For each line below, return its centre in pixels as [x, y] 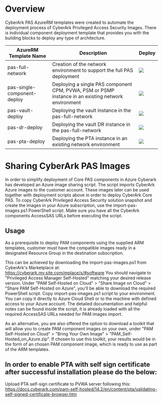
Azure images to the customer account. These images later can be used [77, 190]
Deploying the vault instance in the [91, 110]
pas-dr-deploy [25, 127]
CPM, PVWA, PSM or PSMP [83, 90]
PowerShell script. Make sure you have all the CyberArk [84, 210]
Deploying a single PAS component [92, 84]
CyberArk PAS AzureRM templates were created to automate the [70, 22]
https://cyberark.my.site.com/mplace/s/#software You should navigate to [78, 273]
